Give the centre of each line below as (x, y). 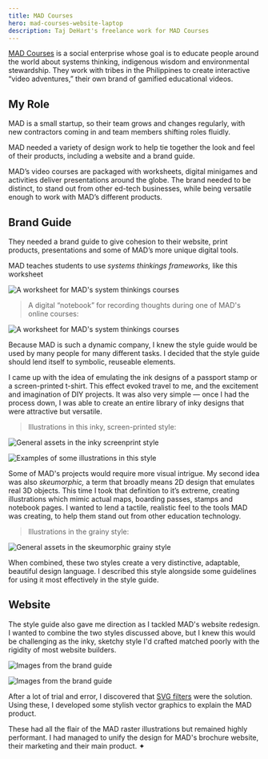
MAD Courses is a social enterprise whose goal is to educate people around (134, 54)
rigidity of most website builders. (62, 649)
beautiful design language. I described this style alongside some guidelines (132, 571)
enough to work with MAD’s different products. (85, 197)
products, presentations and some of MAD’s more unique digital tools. (123, 250)
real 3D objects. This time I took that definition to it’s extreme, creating (124, 491)
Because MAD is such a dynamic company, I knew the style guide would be (133, 345)
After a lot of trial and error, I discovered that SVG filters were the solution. (130, 696)
